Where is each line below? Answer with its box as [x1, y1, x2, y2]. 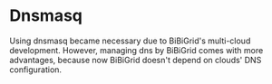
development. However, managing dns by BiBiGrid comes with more [9, 44, 264, 55]
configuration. [9, 64, 62, 75]
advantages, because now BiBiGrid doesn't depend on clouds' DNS [9, 54, 262, 65]
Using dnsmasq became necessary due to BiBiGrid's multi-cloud [9, 35, 251, 46]
